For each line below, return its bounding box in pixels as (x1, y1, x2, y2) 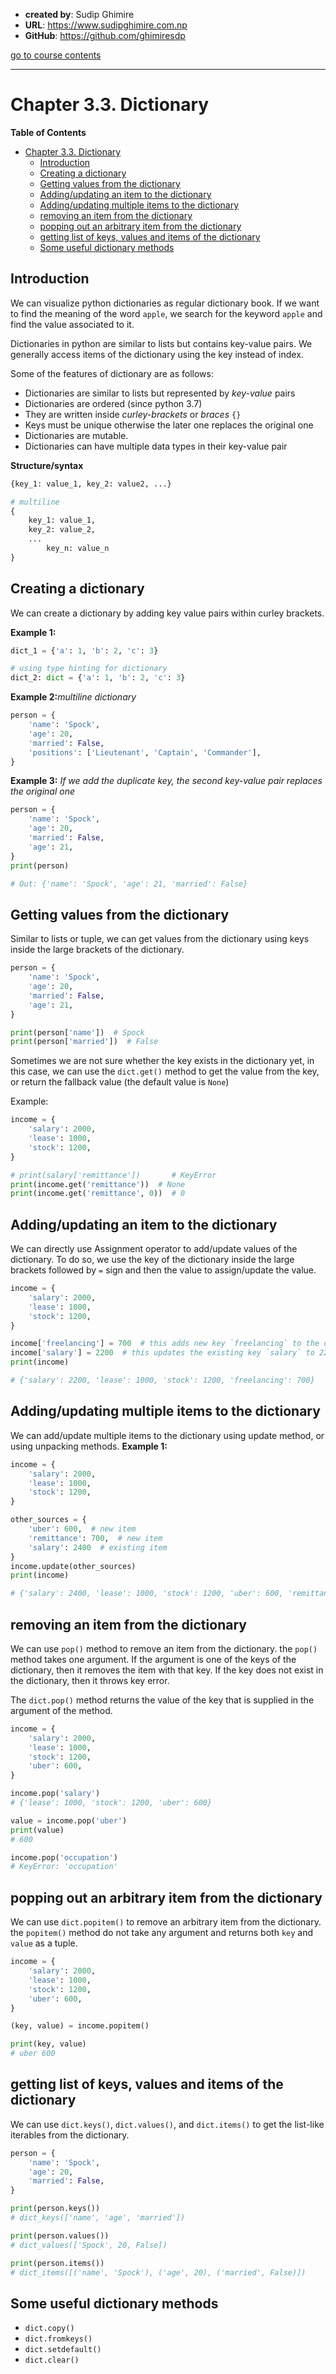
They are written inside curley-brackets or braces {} (24, 408, 242, 420)
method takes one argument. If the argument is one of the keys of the (10, 1653, 297, 1665)
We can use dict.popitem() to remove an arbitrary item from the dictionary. (10, 1916, 322, 1928)
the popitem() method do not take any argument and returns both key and (10, 1927, 314, 1939)
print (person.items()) (10, 2258, 105, 2268)
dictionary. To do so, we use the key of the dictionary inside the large (10, 1254, 295, 1266)
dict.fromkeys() (24, 2334, 93, 2344)
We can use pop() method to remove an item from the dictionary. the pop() (10, 1642, 318, 1654)
